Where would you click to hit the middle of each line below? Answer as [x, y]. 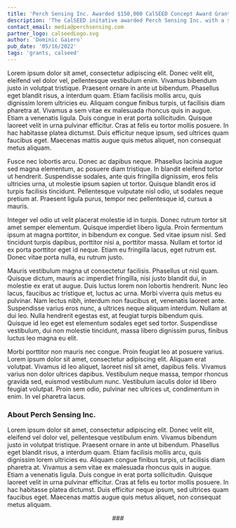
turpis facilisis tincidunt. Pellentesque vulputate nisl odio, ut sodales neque [115, 191]
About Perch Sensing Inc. [52, 414]
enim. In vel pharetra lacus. [46, 396]
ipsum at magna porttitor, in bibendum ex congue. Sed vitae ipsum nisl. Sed [117, 234]
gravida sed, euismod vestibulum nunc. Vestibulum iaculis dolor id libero [112, 381]
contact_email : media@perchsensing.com [66, 27]
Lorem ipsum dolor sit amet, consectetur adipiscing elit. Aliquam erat [107, 359]
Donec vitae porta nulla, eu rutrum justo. [66, 257]
